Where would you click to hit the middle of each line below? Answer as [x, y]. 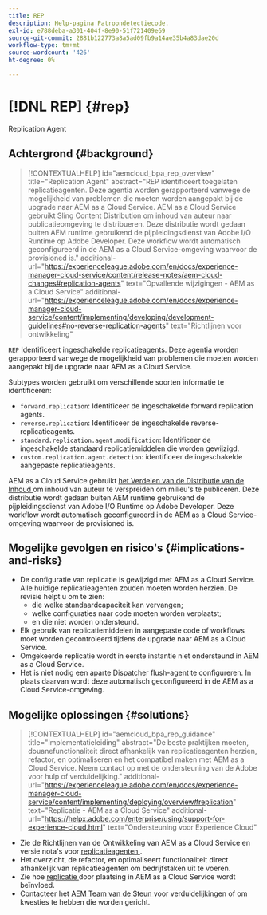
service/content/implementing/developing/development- [121, 317]
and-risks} [35, 560]
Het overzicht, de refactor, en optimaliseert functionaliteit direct [124, 860]
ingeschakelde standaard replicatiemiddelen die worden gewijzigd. [130, 448]
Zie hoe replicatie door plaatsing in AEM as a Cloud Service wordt [128, 877]
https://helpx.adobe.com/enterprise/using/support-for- [135, 819]
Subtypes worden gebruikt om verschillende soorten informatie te [116, 382]
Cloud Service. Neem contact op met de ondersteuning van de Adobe [142, 768]
